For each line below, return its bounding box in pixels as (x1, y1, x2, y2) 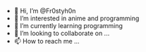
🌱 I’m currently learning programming (13, 22, 123, 30)
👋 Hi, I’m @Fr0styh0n (13, 7, 76, 15)
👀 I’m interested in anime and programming (13, 14, 140, 22)
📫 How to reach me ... (13, 37, 80, 45)
